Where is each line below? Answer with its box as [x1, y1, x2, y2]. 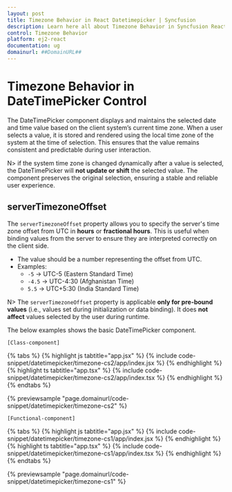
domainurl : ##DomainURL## [7, 49, 81, 56]
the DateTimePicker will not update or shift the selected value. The [7, 166, 198, 174]
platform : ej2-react [7, 36, 67, 43]
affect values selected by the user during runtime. [7, 312, 150, 320]
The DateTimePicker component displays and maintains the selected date [7, 116, 216, 125]
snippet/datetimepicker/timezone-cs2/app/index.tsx [7, 373, 155, 381]
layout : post [7, 10, 45, 17]
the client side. [7, 242, 50, 250]
